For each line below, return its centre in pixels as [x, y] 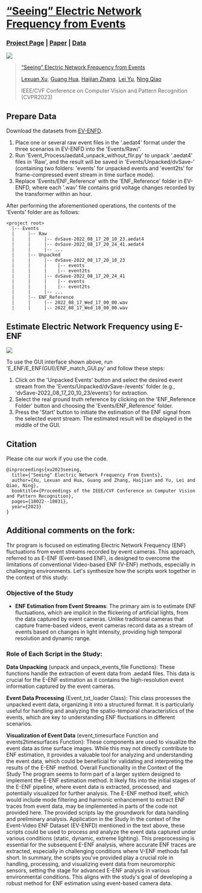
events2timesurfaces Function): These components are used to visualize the [101, 742]
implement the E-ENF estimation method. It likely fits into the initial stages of [101, 780]
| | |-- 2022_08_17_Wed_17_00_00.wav [70, 303]
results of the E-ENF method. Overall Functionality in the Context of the [95, 768]
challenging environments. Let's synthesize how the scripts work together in [101, 571]
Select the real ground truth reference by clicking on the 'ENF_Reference [105, 399]
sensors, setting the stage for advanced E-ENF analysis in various [88, 871]
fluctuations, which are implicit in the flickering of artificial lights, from [102, 613]
